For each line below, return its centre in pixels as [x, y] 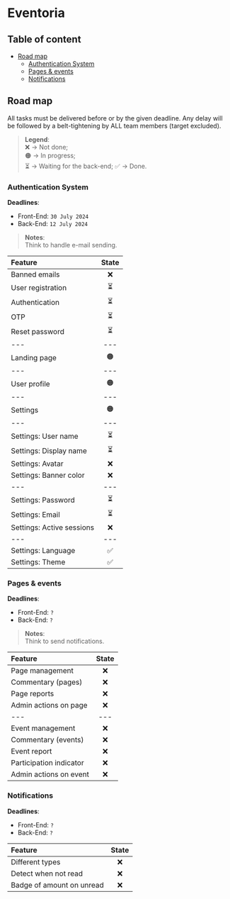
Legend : [37, 139]
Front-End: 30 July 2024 [53, 216]
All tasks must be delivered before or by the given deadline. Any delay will [115, 118]
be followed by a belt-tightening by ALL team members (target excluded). [114, 125]
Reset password [38, 331]
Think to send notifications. [64, 641]
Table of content [44, 39]
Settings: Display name [49, 450]
